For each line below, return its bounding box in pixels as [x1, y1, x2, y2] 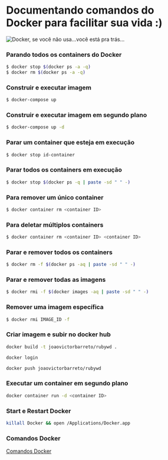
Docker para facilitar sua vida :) [6, 16, 163, 30]
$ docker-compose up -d [6, 124, 65, 130]
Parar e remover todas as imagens [6, 276, 106, 284]
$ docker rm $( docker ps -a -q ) [6, 69, 85, 76]
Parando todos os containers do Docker [6, 50, 122, 59]
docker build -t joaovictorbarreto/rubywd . [6, 344, 117, 350]
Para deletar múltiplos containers [6, 220, 104, 229]
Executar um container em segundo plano [6, 379, 129, 388]
